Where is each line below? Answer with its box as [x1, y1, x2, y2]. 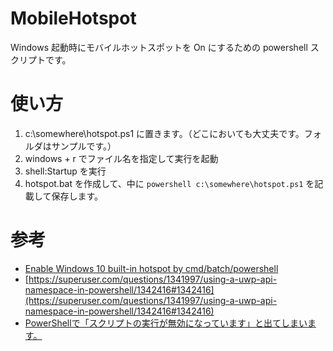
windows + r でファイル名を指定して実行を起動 [24, 152, 219, 164]
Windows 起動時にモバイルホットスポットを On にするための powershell [10, 41, 308, 53]
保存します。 [51, 190, 103, 202]
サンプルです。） [51, 140, 117, 152]
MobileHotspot [10, 7, 137, 30]
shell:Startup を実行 [24, 165, 107, 177]
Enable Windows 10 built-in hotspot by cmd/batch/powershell [24, 262, 279, 274]
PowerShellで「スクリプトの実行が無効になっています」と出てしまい [24, 317, 308, 329]
